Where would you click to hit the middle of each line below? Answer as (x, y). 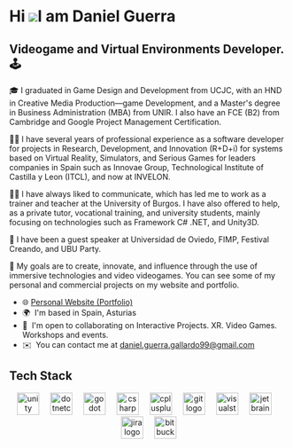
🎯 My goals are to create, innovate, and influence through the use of (134, 266)
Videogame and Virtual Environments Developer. (147, 49)
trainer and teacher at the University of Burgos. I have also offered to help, (145, 203)
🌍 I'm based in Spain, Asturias (79, 313)
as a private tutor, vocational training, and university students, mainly (135, 213)
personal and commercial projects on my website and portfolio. (124, 285)
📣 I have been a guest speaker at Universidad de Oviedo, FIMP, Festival (139, 240)
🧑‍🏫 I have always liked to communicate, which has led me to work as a (138, 194)
